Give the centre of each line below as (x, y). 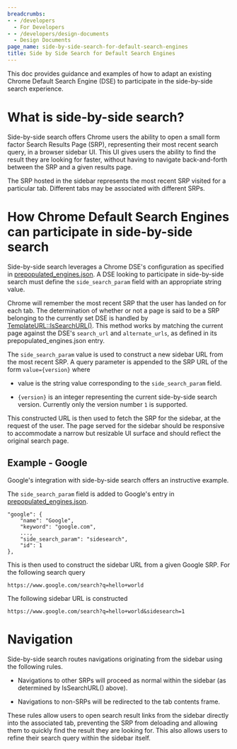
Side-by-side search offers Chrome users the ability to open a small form (114, 137)
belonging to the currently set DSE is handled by (78, 318)
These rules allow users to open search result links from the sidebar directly (118, 715)
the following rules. (35, 666)
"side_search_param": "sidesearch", (74, 539)
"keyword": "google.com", (58, 526)
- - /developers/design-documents (58, 34)
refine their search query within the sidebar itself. (79, 738)
